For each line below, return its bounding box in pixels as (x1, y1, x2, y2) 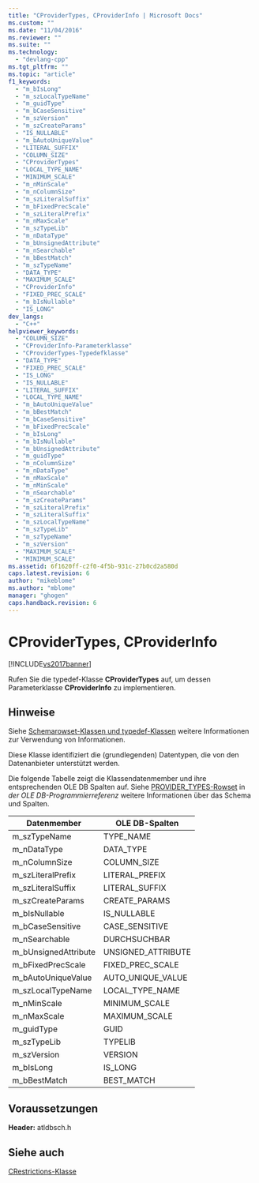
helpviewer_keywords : (8, 327, 80, 336)
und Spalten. (8, 799, 50, 809)
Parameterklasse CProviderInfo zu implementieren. (8, 682, 176, 692)
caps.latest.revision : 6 (8, 569, 90, 577)
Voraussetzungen (8, 1102, 99, 1115)
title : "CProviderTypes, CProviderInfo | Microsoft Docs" (8, 11, 203, 20)
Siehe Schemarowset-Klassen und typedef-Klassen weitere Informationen (8, 727, 250, 736)
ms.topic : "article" (8, 70, 77, 78)
